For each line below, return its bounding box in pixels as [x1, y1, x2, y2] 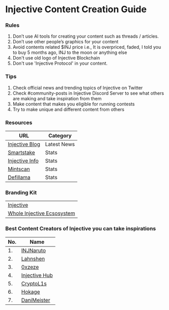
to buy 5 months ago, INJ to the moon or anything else [12, 49, 127, 55]
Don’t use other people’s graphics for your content [12, 39, 119, 45]
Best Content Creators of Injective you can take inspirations [5, 225, 156, 232]
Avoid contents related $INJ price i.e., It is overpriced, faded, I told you [12, 44, 161, 50]
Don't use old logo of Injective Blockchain [12, 55, 100, 61]
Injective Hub [21, 271, 53, 278]
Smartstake [8, 149, 36, 156]
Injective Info [8, 157, 39, 164]
